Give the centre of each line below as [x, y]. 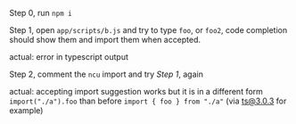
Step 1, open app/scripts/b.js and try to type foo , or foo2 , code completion [148, 30]
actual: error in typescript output [69, 57]
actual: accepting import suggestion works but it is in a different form [136, 91]
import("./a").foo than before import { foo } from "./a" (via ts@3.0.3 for [148, 101]
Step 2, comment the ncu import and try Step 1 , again [106, 74]
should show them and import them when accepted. [105, 40]
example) [26, 110]
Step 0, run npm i [41, 13]
